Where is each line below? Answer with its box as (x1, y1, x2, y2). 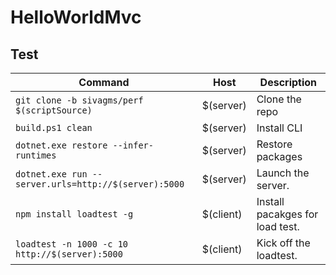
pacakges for (256, 207, 319, 221)
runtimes (15, 150, 57, 161)
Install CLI (256, 121, 303, 135)
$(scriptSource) (15, 105, 93, 116)
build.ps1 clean (15, 122, 93, 133)
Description (259, 76, 318, 89)
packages (256, 150, 303, 163)
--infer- (112, 140, 154, 151)
